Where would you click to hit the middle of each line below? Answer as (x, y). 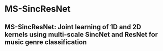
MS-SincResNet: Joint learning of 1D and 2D (73, 27)
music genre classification (46, 42)
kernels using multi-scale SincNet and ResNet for (81, 34)
